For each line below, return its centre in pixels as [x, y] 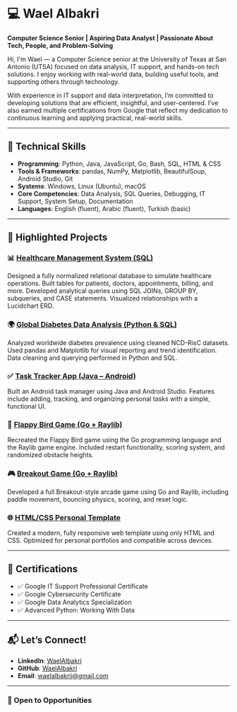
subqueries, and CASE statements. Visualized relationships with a [103, 298]
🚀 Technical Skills [47, 146]
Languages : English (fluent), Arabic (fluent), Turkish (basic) [104, 208]
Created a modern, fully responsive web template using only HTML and [111, 533]
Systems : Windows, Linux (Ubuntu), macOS [81, 186]
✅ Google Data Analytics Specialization [74, 602]
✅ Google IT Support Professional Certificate [83, 586]
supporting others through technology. [63, 81]
